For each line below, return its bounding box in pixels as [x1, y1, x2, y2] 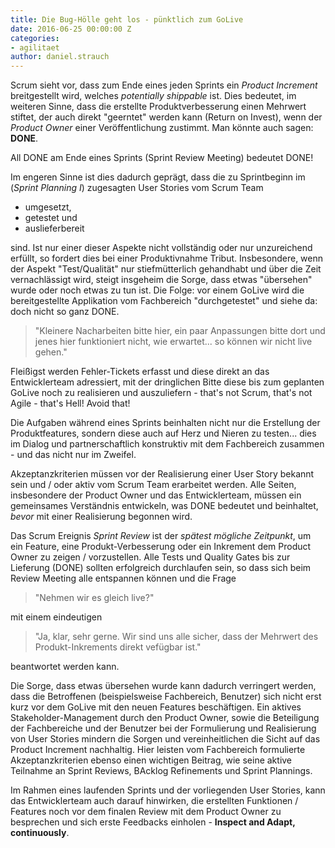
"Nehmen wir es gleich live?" [34, 592, 155, 604]
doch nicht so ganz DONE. [10, 306, 120, 318]
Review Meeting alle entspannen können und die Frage [10, 572, 237, 585]
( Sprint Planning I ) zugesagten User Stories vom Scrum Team [10, 182, 264, 194]
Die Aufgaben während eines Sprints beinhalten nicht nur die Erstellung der [10, 417, 321, 429]
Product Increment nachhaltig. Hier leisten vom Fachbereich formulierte [10, 744, 306, 756]
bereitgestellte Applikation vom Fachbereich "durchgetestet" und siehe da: [10, 295, 318, 307]
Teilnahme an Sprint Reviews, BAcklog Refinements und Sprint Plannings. [10, 765, 313, 777]
